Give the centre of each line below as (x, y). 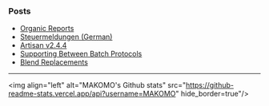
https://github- (210, 85)
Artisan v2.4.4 (43, 45)
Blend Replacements (54, 62)
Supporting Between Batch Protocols (81, 54)
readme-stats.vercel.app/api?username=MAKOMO (92, 94)
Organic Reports (47, 29)
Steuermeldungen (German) (66, 37)
